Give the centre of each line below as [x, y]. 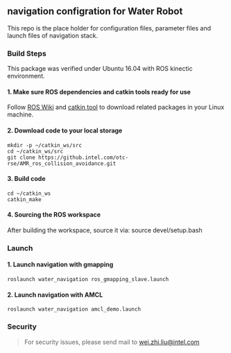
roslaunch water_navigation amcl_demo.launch [74, 309]
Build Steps [27, 53]
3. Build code [26, 179]
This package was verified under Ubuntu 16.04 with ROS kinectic [100, 69]
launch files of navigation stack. [53, 35]
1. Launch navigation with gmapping [60, 265]
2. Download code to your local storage [65, 130]
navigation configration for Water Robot [95, 11]
